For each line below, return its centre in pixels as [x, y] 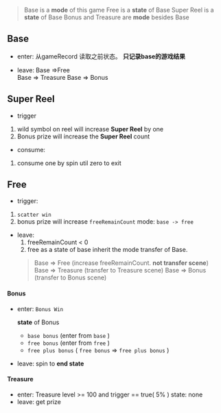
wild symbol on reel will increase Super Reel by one [90, 129]
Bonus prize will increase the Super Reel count [83, 136]
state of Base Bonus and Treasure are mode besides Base [107, 17]
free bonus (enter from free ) [68, 343]
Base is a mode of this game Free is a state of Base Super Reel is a [119, 10]
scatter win [34, 215]
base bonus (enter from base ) [68, 335]
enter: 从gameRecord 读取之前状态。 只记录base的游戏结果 [101, 56]
